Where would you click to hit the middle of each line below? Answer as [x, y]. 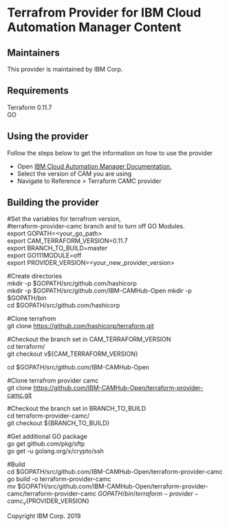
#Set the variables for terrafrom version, [64, 219]
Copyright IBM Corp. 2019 [44, 516]
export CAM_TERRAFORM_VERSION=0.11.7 [68, 241]
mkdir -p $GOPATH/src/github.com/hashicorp [72, 283]
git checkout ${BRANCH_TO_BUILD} [58, 423]
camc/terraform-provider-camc [52, 494]
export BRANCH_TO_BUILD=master [57, 248]
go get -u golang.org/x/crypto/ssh [56, 451]
